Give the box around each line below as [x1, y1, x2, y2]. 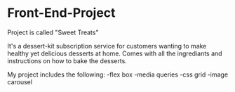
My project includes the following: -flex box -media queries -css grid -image [7, 70, 229, 79]
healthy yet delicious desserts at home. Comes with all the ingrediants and [7, 49, 222, 58]
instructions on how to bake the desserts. [7, 56, 128, 65]
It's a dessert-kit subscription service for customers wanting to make [7, 41, 207, 50]
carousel [7, 77, 33, 86]
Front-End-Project [7, 5, 116, 21]
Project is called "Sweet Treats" [7, 28, 99, 37]
